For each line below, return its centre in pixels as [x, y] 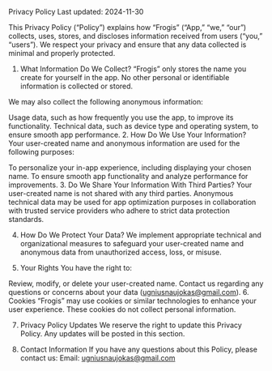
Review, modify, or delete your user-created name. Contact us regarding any [136, 284]
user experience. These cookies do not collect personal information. [122, 309]
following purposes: [42, 152]
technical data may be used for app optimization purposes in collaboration [132, 202]
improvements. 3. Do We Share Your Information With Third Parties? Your [130, 185]
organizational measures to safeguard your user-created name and [132, 243]
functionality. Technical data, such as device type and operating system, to [134, 126]
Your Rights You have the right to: [76, 268]
